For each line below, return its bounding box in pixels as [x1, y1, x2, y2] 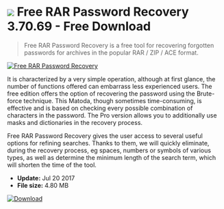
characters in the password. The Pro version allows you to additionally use [7, 111, 217, 120]
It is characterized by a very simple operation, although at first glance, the [7, 74, 216, 83]
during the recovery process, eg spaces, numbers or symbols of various [7, 146, 211, 154]
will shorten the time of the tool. [7, 161, 97, 169]
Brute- [196, 89, 215, 98]
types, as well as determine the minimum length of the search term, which [7, 153, 216, 161]
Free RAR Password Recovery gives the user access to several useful [7, 131, 203, 140]
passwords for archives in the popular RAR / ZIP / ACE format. [23, 48, 199, 57]
